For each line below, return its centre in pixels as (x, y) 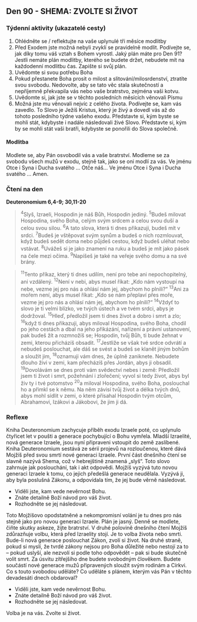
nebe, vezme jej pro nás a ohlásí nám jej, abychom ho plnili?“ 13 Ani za (105, 288)
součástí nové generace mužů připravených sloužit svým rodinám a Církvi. (96, 566)
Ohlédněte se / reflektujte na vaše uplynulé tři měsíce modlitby (90, 41)
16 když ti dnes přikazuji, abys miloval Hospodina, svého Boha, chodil (103, 322)
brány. (28, 262)
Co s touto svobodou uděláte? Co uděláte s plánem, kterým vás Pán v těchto (99, 571)
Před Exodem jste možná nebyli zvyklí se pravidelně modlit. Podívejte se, (103, 47)
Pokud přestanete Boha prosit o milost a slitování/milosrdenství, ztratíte (101, 78)
